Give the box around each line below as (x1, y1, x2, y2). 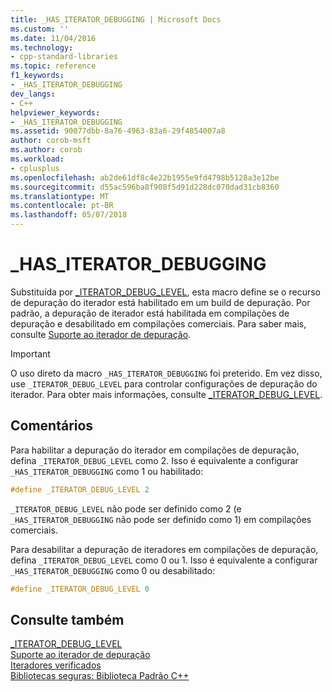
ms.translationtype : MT (10, 191, 110, 201)
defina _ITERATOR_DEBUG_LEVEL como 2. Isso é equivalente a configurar (10, 454, 299, 466)
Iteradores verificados (10, 659, 102, 671)
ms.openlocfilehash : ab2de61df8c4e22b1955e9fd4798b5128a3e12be (10, 172, 280, 183)
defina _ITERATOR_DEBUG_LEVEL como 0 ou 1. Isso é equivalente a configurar (10, 554, 318, 566)
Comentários (10, 417, 94, 435)
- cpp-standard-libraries (10, 52, 118, 62)
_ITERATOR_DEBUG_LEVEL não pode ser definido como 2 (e (10, 502, 242, 515)
